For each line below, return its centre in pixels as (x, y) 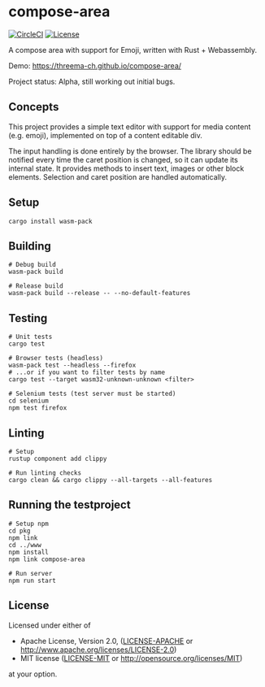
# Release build (36, 286)
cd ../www (25, 545)
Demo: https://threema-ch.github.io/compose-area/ (95, 65)
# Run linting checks (45, 473)
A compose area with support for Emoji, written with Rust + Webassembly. (133, 50)
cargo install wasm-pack (50, 221)
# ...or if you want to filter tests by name (87, 372)
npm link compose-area (47, 559)
